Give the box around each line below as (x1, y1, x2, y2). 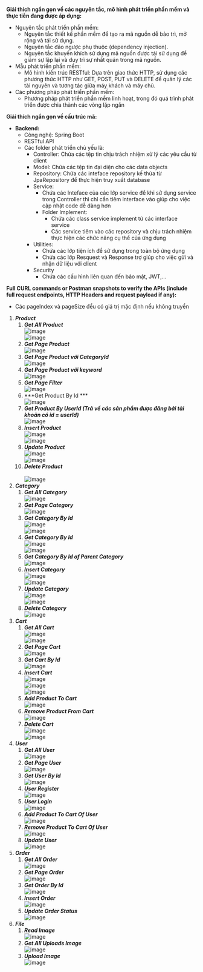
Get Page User (24, 759, 62, 766)
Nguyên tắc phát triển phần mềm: (14, 24, 99, 31)
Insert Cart (24, 669, 53, 676)
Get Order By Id (24, 882, 63, 888)
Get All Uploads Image (24, 940, 82, 947)
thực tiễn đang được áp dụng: (6, 12, 82, 19)
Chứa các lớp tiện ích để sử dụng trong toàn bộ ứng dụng (42, 247, 185, 254)
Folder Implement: (42, 209, 88, 215)
